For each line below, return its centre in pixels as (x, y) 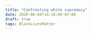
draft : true (18, 19)
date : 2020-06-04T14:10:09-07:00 (41, 14)
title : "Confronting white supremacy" (46, 10)
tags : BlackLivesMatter (30, 24)
